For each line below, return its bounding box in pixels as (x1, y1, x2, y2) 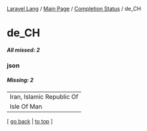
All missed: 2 (7, 46, 40, 53)
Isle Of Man (10, 102, 43, 111)
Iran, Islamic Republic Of (10, 93, 79, 101)
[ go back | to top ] (7, 118, 53, 125)
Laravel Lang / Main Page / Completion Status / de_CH (7, 5, 142, 12)
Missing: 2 (7, 76, 34, 84)
